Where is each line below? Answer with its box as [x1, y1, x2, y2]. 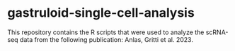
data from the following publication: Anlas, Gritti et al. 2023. [20, 35, 193, 43]
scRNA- [205, 28, 229, 36]
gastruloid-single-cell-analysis [7, 5, 195, 21]
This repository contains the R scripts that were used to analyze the [7, 28, 205, 36]
